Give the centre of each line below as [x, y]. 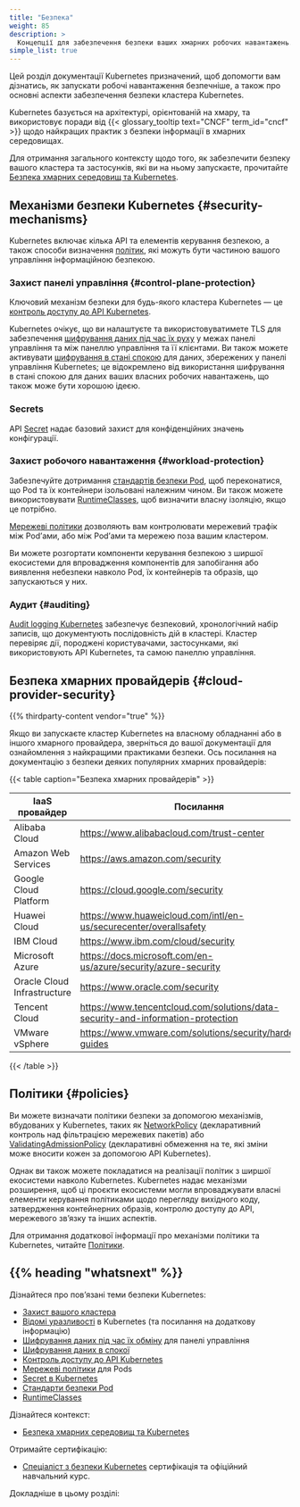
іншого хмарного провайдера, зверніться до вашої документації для [141, 743]
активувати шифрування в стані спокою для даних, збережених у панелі [148, 357]
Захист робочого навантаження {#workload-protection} [137, 461]
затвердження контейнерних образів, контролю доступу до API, [132, 1208]
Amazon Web [42, 853]
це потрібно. [33, 509]
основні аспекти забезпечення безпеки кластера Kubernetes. [127, 96]
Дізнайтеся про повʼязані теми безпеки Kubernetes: [108, 1295]
